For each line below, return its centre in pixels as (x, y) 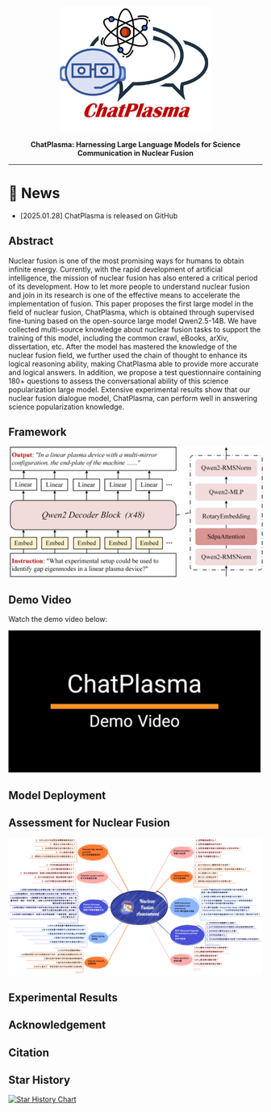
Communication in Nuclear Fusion (135, 153)
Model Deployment (57, 795)
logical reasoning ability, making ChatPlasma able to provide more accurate (133, 364)
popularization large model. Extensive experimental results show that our (129, 389)
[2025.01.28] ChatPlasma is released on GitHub (99, 215)
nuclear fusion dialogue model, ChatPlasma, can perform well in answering (133, 398)
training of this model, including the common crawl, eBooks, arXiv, (119, 338)
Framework (38, 432)
